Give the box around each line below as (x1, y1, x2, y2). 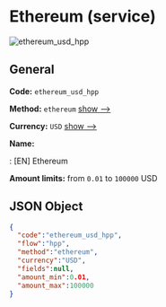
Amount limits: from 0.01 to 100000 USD (9, 172, 158, 183)
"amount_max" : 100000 (17, 281, 94, 290)
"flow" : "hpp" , (17, 240, 70, 249)
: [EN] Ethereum (9, 155, 69, 166)
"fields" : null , (17, 264, 74, 273)
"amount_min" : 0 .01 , (17, 272, 91, 282)
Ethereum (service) (9, 6, 156, 27)
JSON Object (9, 199, 83, 215)
